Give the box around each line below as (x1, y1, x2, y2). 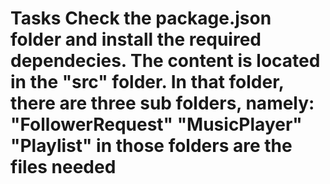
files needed (10, 156, 117, 179)
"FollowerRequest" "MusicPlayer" (10, 113, 303, 136)
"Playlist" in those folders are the (10, 135, 293, 157)
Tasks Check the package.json (10, 7, 272, 30)
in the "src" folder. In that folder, (10, 71, 285, 94)
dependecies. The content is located (10, 50, 321, 72)
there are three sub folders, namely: (10, 92, 315, 115)
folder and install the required (10, 28, 262, 51)
